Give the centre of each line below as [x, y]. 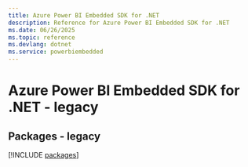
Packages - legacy [54, 136]
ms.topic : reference [42, 37]
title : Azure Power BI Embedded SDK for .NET [84, 15]
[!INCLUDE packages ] [44, 155]
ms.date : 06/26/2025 [42, 30]
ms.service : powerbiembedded [56, 52]
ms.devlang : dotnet [40, 45]
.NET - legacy [53, 107]
